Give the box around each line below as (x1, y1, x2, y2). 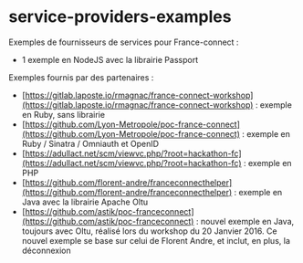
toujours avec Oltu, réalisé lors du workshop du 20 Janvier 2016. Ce (21, 226, 277, 237)
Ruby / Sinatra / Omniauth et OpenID (21, 138, 160, 149)
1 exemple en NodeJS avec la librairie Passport (21, 54, 198, 65)
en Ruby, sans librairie (21, 109, 106, 120)
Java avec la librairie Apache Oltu (21, 196, 149, 207)
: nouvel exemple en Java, (195, 216, 295, 226)
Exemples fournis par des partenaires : (8, 71, 154, 83)
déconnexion (21, 245, 72, 256)
